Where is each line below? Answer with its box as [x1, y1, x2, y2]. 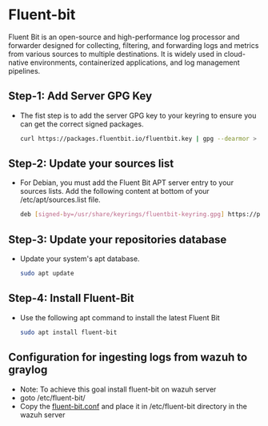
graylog [8, 363, 48, 377]
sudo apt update [19, 270, 74, 278]
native [8, 58, 29, 67]
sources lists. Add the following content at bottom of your [19, 187, 210, 196]
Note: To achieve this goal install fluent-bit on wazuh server [19, 384, 217, 394]
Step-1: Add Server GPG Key [8, 90, 153, 103]
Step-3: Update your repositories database [8, 232, 227, 246]
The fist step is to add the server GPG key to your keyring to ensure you [19, 111, 257, 120]
